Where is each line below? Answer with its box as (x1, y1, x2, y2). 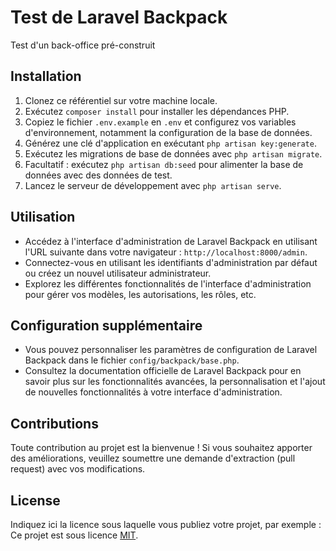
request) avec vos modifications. (10, 463, 146, 475)
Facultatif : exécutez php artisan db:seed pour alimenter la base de (24, 158, 304, 170)
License (10, 492, 61, 509)
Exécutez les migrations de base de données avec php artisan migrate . (24, 147, 323, 160)
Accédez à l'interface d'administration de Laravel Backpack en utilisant (24, 235, 318, 247)
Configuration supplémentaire (10, 317, 203, 334)
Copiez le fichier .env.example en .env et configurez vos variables (24, 116, 297, 128)
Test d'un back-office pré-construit (10, 39, 156, 51)
